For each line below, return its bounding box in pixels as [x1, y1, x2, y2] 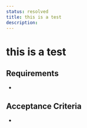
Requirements [6, 68, 59, 78]
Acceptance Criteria [6, 101, 82, 111]
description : [6, 19, 38, 25]
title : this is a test [6, 14, 62, 20]
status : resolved [6, 8, 49, 15]
